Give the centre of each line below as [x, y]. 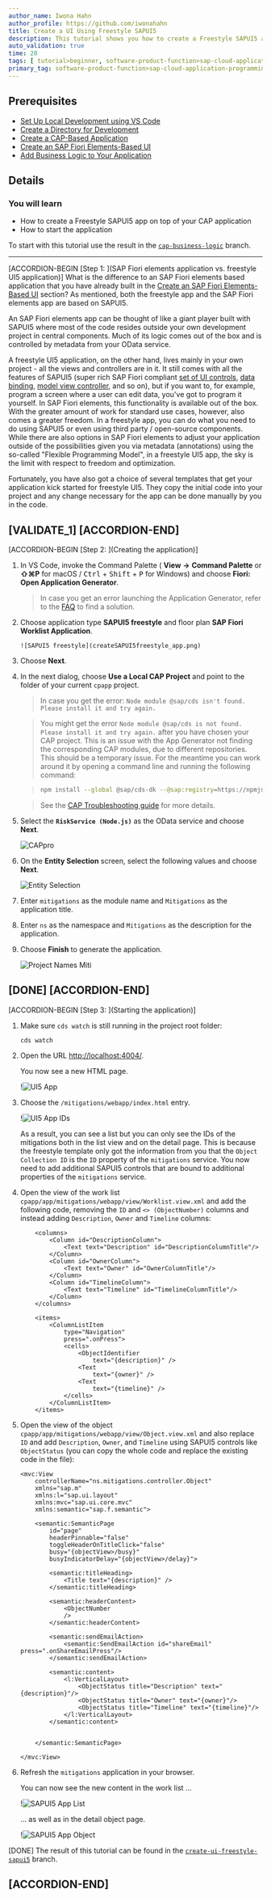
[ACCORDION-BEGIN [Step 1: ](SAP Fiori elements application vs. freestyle [132, 268]
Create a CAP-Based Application [74, 137]
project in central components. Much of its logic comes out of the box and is [135, 336]
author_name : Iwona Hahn [50, 16]
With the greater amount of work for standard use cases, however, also [127, 412]
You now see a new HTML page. [74, 1071]
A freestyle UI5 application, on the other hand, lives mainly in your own [126, 360]
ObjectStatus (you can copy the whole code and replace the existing [134, 1450]
